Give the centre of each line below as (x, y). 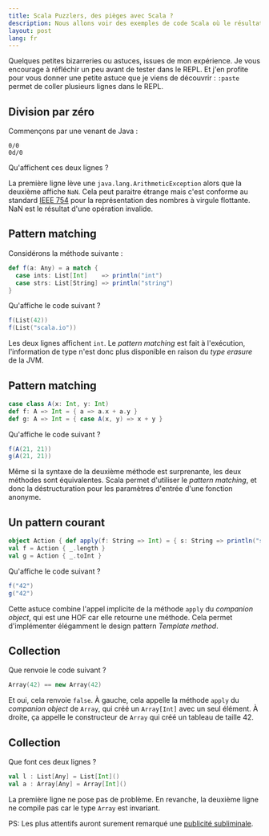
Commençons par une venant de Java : (73, 131)
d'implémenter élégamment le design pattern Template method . (113, 626)
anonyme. (25, 497)
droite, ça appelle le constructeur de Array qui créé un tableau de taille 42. (131, 717)
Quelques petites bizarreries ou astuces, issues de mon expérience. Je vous (134, 61)
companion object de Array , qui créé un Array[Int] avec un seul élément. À (133, 709)
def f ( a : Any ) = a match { (53, 268)
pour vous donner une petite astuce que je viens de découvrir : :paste (124, 78)
